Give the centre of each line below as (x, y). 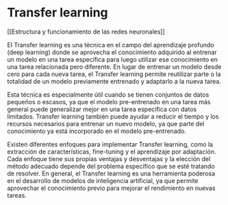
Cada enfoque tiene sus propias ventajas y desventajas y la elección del (109, 158)
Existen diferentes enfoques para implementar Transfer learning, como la (110, 144)
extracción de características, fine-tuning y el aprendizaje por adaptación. (112, 152)
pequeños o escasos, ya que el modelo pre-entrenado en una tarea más (109, 101)
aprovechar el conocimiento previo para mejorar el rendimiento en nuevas (111, 188)
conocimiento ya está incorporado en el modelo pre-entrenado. (97, 131)
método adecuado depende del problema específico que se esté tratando (111, 166)
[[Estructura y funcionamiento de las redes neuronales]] (86, 32)
